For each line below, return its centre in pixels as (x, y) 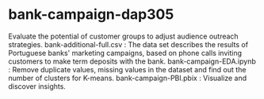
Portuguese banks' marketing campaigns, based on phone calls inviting (125, 53)
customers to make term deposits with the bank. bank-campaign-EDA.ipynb (132, 61)
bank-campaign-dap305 (91, 15)
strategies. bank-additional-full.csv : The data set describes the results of (128, 44)
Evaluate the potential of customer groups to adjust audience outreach (124, 36)
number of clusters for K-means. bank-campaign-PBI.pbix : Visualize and (128, 78)
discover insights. (37, 86)
